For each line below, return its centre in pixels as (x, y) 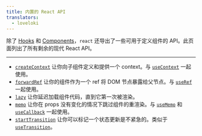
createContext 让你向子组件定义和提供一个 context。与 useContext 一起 (103, 67)
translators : (23, 17)
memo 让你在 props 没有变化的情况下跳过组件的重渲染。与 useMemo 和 (99, 104)
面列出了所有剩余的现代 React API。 (50, 48)
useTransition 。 (35, 127)
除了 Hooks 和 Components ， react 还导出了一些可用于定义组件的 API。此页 (100, 41)
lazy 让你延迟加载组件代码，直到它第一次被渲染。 (76, 97)
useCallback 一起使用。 (44, 112)
